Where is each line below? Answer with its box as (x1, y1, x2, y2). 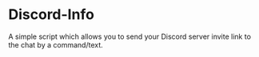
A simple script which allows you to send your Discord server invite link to (8, 32, 252, 41)
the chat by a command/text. (8, 40, 104, 49)
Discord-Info (8, 6, 94, 24)
